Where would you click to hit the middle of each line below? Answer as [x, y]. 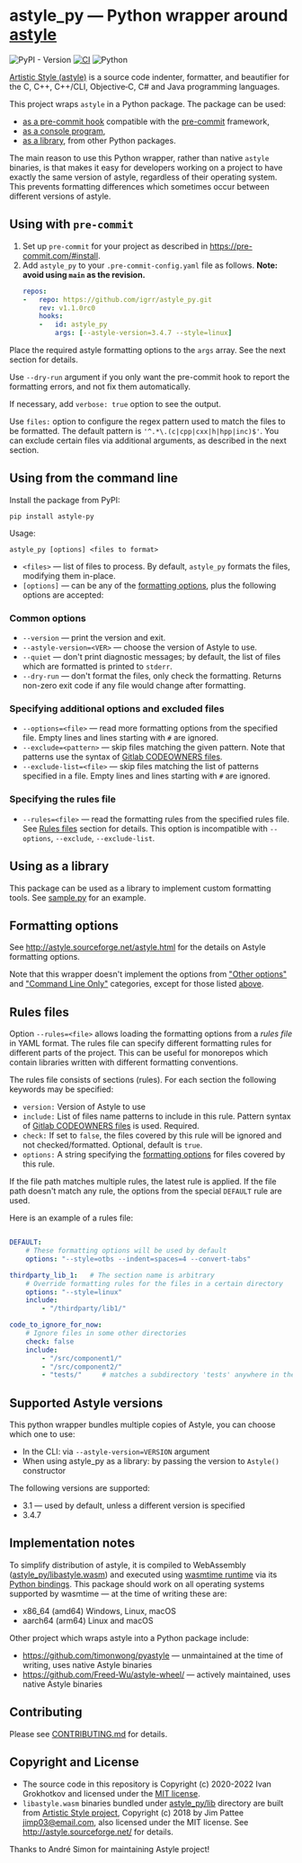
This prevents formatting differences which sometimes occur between [139, 186]
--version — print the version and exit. [94, 638]
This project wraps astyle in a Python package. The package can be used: [147, 103]
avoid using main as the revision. [84, 274]
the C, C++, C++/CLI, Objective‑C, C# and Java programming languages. [145, 86]
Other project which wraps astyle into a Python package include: [129, 1637]
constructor [44, 1471]
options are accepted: [63, 595]
